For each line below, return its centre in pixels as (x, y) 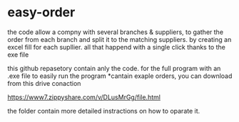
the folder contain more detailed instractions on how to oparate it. (104, 111)
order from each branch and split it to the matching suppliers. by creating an (119, 39)
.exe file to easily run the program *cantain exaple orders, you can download (120, 76)
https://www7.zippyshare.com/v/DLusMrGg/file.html (84, 97)
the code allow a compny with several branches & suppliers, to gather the (115, 32)
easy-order (41, 12)
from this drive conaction (44, 83)
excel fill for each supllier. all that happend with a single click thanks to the (117, 47)
